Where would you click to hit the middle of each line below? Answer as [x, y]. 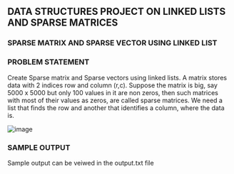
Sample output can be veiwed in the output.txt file [81, 163]
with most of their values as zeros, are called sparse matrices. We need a [115, 100]
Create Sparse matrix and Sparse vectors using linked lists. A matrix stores [117, 77]
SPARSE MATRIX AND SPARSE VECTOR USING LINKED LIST [112, 43]
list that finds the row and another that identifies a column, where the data [116, 108]
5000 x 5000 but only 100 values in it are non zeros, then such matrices [113, 92]
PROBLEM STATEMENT [49, 62]
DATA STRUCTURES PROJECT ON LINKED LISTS [117, 12]
